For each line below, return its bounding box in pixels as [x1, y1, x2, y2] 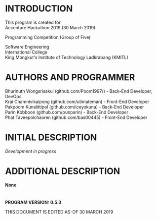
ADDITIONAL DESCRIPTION [5, 165, 120, 176]
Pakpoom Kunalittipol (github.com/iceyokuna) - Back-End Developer [5, 104, 144, 109]
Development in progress [5, 148, 57, 154]
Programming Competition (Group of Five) [5, 34, 91, 40]
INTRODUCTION [5, 3, 73, 14]
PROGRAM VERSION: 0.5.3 [5, 199, 62, 205]
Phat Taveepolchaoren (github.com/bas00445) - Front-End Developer [5, 114, 148, 120]
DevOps [5, 93, 22, 99]
